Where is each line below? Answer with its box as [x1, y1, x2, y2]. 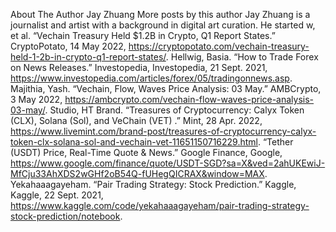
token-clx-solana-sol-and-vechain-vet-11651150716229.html [10, 136, 258, 148]
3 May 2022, [10, 94, 63, 105]
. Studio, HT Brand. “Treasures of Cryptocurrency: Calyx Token [44, 104, 305, 116]
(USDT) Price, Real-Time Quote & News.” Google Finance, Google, [10, 147, 283, 158]
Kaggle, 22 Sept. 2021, [10, 189, 104, 201]
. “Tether [257, 136, 294, 148]
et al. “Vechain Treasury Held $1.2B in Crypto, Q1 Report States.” [10, 30, 276, 41]
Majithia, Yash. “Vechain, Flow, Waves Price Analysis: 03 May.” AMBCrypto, [10, 83, 322, 94]
